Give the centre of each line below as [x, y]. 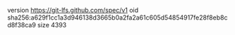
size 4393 [52, 25]
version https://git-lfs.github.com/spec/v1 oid [73, 10]
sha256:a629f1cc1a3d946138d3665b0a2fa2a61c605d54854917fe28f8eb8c [117, 17]
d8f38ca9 [22, 25]
